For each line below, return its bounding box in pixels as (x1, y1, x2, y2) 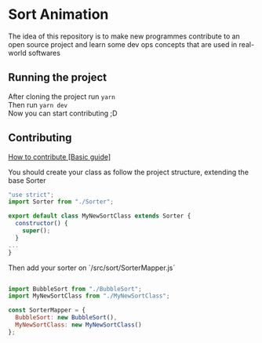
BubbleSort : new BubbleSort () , (15, 314, 118, 322)
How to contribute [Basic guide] (8, 151, 111, 162)
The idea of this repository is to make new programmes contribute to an (8, 31, 241, 41)
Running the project (8, 71, 107, 84)
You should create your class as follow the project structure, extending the (8, 167, 249, 177)
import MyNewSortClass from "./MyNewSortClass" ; (8, 292, 170, 300)
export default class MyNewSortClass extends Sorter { (8, 212, 191, 221)
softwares (27, 48, 61, 57)
